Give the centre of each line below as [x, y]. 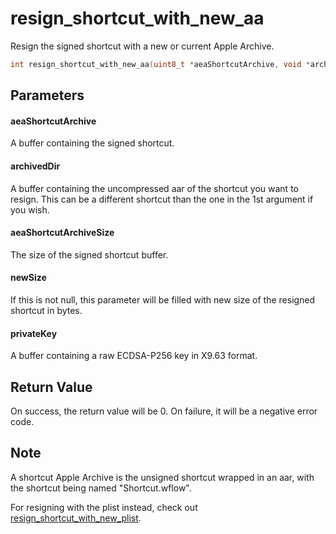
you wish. [30, 209]
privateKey [34, 333]
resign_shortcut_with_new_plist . [76, 518]
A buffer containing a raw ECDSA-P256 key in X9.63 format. [134, 356]
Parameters [47, 95]
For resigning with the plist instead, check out [104, 507]
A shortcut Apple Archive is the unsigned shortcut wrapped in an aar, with [162, 477]
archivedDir [35, 166]
